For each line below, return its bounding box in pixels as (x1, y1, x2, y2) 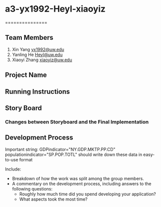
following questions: (12, 186, 52, 191)
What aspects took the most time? (19, 196, 88, 202)
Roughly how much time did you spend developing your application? (19, 191, 156, 197)
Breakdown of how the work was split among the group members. (12, 175, 145, 181)
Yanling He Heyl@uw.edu (12, 52, 63, 57)
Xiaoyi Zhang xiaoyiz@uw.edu (12, 57, 72, 63)
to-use (5, 156, 18, 162)
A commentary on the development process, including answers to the (12, 181, 152, 187)
